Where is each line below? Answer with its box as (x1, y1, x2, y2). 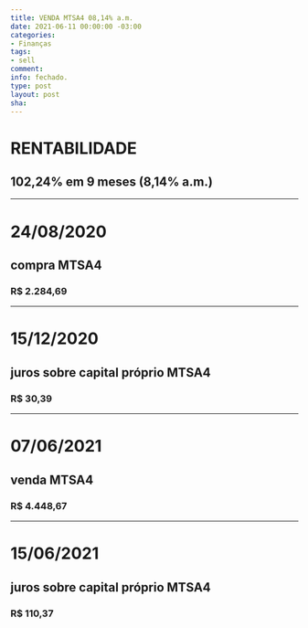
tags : (10, 48, 31, 57)
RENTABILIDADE (10, 138, 138, 158)
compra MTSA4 (10, 257, 102, 272)
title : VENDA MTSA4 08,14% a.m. (10, 13, 133, 23)
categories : (10, 30, 56, 39)
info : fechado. (10, 73, 69, 82)
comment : (10, 65, 44, 74)
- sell (10, 56, 36, 65)
